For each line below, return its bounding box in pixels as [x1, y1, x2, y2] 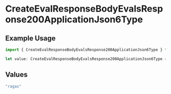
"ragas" [5, 84, 22, 89]
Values [5, 70, 28, 79]
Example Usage [5, 34, 56, 42]
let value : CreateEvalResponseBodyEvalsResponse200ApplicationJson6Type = [5, 56, 167, 61]
